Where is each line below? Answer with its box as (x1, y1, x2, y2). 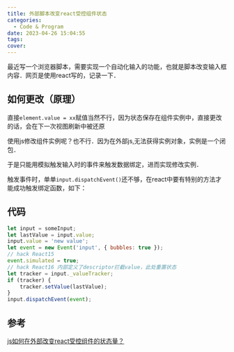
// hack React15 (7, 251, 54, 258)
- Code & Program (13, 23, 64, 30)
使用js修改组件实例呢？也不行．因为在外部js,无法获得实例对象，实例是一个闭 (7, 136, 226, 145)
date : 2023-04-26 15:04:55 (7, 29, 86, 37)
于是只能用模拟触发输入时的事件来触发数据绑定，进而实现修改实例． (7, 160, 203, 168)
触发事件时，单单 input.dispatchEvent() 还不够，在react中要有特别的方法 (7, 175, 216, 183)
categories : (7, 17, 42, 24)
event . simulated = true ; (7, 257, 79, 264)
